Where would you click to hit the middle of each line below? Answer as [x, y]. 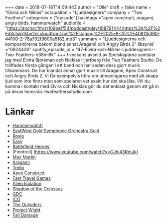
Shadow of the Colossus [38, 189]
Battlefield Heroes [31, 147]
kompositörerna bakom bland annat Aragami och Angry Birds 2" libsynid [79, 44]
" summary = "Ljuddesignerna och [110, 39]
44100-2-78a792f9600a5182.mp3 [40, 39]
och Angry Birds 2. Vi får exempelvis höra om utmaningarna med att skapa [82, 76]
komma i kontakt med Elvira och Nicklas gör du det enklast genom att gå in [82, 86]
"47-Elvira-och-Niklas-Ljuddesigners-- [116, 49]
